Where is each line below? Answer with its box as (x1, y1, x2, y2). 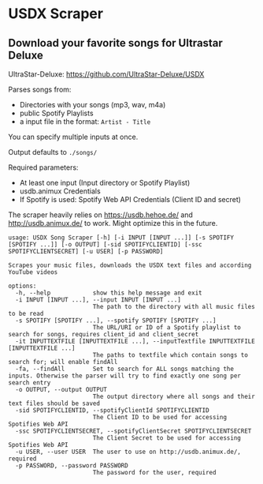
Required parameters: (8, 163, 79, 172)
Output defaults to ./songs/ (8, 148, 98, 156)
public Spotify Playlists (19, 108, 94, 118)
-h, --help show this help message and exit (15, 289, 202, 297)
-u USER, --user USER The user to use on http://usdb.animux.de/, (15, 448, 242, 456)
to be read (8, 310, 44, 317)
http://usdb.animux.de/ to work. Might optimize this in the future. (8, 219, 218, 227)
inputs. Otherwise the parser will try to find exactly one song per (8, 372, 242, 380)
